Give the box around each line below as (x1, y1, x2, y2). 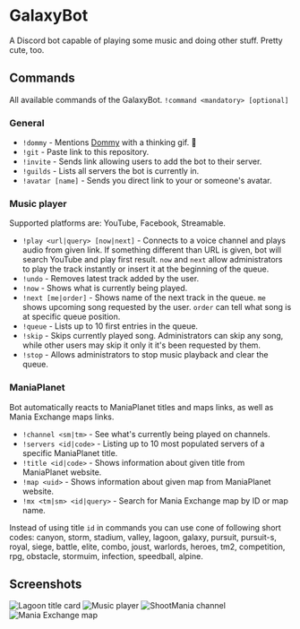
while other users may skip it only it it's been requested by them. (21, 340, 261, 350)
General (9, 116, 45, 129)
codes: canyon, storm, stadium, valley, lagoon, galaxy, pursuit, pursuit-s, (9, 531, 278, 542)
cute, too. (9, 44, 45, 55)
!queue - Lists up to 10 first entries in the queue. (21, 321, 199, 332)
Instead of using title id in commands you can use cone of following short (9, 521, 282, 533)
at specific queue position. (21, 311, 121, 323)
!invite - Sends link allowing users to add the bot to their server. (21, 156, 262, 167)
